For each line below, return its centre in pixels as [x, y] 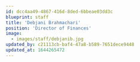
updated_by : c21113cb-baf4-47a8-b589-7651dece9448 [70, 45]
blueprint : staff [27, 17]
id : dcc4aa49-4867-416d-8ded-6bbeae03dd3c [59, 12]
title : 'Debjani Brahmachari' [43, 22]
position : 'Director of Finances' [49, 28]
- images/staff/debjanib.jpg [47, 39]
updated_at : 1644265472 [35, 50]
